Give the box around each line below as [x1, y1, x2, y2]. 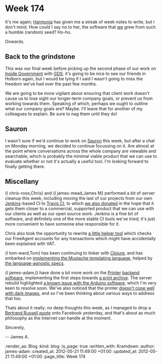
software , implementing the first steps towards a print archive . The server [5, 275, 152, 281]
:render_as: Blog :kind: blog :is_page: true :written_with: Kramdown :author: [5, 343, 155, 349]
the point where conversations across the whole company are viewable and [5, 148, 156, 154]
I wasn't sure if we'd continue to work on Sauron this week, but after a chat [5, 137, 155, 143]
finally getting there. [5, 163, 45, 169]
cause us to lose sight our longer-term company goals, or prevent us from [5, 95, 153, 101]
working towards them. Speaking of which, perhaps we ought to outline [5, 100, 148, 106]
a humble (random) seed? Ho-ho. [5, 29, 72, 35]
